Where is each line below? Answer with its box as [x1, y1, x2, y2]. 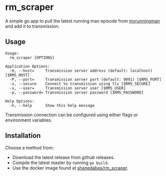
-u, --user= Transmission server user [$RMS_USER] [9, 86, 126, 90]
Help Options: [5, 98, 35, 103]
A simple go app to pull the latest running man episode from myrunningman [5, 18, 161, 24]
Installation [5, 131, 41, 140]
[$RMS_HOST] [5, 73, 30, 78]
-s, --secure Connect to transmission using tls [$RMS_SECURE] [9, 81, 151, 86]
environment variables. [5, 117, 52, 123]
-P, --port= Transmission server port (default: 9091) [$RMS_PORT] [9, 77, 162, 82]
